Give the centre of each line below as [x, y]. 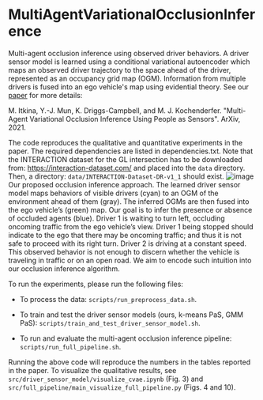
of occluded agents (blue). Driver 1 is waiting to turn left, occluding [116, 218]
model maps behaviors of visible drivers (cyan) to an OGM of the [113, 193]
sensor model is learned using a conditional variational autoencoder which [129, 62]
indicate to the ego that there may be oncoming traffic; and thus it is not [125, 235]
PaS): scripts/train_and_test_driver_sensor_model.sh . [110, 323]
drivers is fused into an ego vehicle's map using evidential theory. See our [128, 87]
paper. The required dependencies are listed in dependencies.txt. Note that [131, 151]
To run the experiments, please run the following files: [96, 284]
